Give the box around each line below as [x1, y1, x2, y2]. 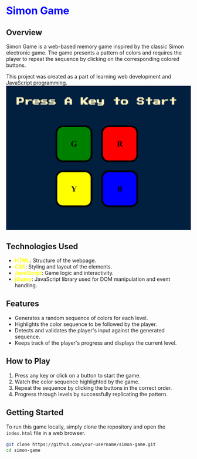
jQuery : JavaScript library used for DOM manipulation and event [14, 276, 171, 283]
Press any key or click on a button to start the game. [14, 372, 141, 379]
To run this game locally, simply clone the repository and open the [6, 423, 166, 430]
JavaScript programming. [6, 79, 67, 86]
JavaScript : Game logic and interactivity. [14, 270, 114, 277]
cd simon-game [6, 447, 41, 454]
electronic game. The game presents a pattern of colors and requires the [6, 49, 182, 56]
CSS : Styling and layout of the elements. [14, 263, 113, 270]
